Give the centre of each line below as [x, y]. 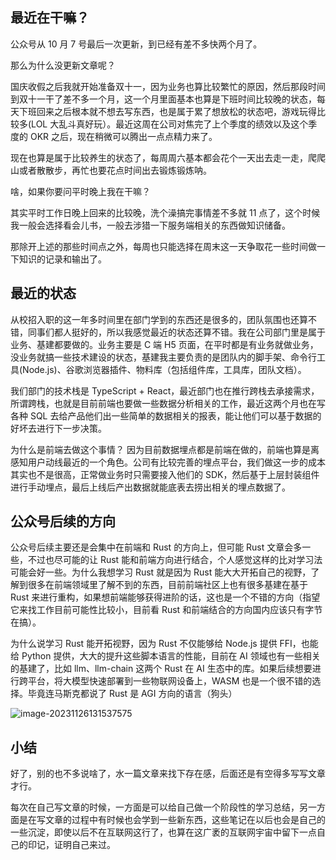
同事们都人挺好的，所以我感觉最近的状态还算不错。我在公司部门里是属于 [176, 332]
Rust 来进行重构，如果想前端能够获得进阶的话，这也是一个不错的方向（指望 [165, 597]
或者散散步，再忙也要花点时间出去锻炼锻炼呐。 [115, 170]
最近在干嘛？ [50, 18]
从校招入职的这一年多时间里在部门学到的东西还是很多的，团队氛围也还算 [159, 319]
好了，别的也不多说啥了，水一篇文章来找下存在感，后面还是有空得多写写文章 [168, 774]
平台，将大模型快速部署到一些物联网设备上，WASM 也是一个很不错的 [170, 681]
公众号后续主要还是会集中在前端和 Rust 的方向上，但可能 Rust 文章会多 [156, 547]
